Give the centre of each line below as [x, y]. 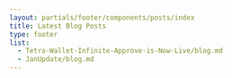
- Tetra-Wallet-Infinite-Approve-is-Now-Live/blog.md [120, 51]
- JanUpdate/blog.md [56, 59]
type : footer [34, 34]
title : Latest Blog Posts [58, 26]
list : [19, 43]
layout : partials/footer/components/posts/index [102, 17]
